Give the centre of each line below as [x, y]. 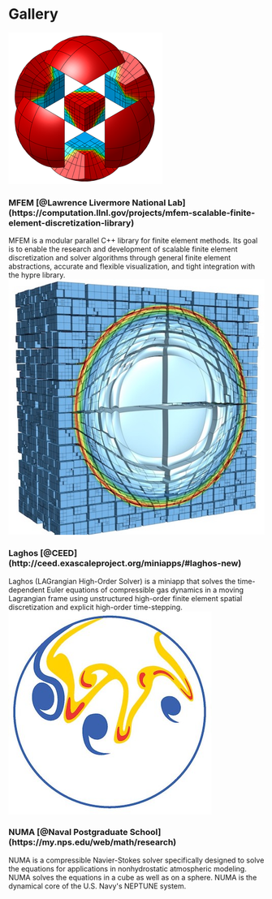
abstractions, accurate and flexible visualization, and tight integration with [132, 267]
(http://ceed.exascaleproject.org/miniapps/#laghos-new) [125, 563]
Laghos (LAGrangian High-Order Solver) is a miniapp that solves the [122, 581]
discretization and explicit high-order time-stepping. [95, 607]
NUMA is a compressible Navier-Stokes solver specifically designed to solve [136, 860]
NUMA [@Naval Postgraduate [68, 832]
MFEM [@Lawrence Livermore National [87, 202]
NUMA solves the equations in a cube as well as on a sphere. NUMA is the [133, 877]
